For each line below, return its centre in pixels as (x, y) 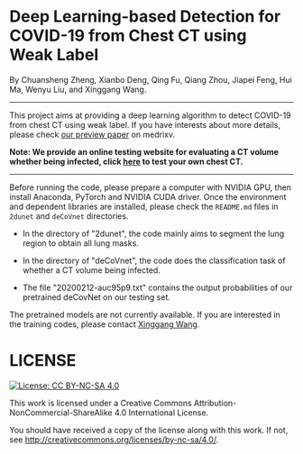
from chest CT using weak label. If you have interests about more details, (145, 124)
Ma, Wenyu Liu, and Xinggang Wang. (78, 89)
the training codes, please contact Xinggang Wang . (105, 324)
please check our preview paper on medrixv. (92, 134)
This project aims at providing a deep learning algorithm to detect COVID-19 (150, 115)
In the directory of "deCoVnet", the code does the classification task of (154, 260)
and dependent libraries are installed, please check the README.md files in (144, 206)
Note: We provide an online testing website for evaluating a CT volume (144, 151)
